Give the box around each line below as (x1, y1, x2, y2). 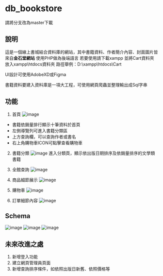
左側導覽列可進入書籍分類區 (12, 127, 68, 134)
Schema (5, 212, 31, 220)
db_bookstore (5, 3, 63, 14)
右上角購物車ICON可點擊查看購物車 (12, 139, 83, 146)
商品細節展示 (12, 177, 38, 183)
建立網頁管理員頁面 (12, 260, 51, 266)
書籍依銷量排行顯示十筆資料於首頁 (12, 121, 81, 127)
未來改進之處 (5, 240, 44, 248)
